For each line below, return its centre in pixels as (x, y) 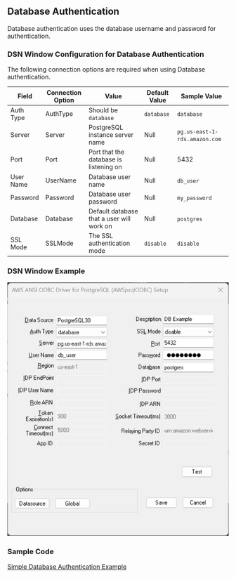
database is (105, 159)
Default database (113, 211)
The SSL (101, 236)
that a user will (110, 219)
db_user (188, 181)
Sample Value (202, 96)
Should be (103, 110)
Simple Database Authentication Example (67, 567)
